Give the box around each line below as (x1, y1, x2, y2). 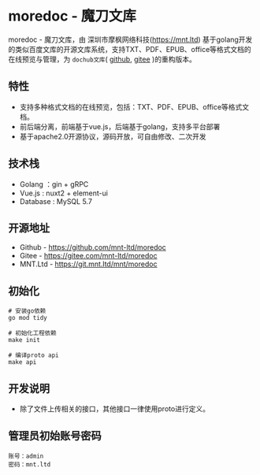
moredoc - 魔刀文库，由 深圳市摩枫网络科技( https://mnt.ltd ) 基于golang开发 (8, 35, 253, 44)
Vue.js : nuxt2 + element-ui (19, 188, 109, 198)
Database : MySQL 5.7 (19, 196, 93, 206)
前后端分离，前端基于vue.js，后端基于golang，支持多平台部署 (19, 121, 221, 131)
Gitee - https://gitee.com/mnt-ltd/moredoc (19, 251, 158, 261)
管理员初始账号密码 (8, 429, 102, 443)
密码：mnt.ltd (8, 460, 51, 469)
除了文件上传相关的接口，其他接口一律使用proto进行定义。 (19, 404, 210, 414)
